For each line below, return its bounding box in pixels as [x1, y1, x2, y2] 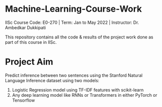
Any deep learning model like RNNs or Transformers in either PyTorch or [12, 92, 157, 98]
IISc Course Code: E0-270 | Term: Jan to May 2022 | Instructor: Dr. [5, 19, 140, 25]
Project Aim [5, 56, 54, 68]
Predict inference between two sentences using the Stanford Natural [5, 72, 143, 78]
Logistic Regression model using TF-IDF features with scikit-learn [12, 87, 144, 93]
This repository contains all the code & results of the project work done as [5, 34, 153, 40]
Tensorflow [12, 97, 35, 103]
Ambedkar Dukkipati [5, 24, 46, 30]
